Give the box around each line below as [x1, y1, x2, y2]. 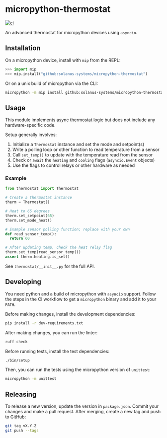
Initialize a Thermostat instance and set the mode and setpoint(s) [12, 142, 145, 147]
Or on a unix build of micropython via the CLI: [5, 80, 98, 86]
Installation [5, 44, 41, 53]
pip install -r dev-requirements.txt [5, 320, 83, 326]
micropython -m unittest [5, 376, 57, 381]
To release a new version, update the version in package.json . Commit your [5, 403, 159, 409]
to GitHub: [5, 414, 26, 420]
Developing [5, 278, 41, 286]
